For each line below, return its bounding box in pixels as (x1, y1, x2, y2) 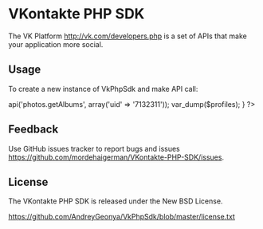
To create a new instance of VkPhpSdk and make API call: (8, 84, 198, 93)
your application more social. (8, 39, 104, 49)
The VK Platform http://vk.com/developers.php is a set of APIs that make (8, 31, 247, 41)
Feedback (8, 123, 59, 136)
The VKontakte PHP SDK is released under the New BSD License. (8, 196, 223, 206)
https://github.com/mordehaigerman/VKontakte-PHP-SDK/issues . (8, 152, 225, 162)
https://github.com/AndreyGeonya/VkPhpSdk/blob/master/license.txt (8, 212, 235, 222)
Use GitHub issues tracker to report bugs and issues (8, 144, 181, 153)
